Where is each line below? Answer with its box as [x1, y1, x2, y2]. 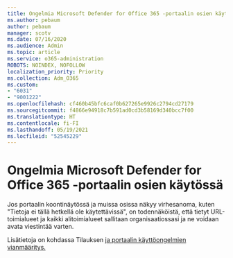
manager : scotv [7, 29, 51, 37]
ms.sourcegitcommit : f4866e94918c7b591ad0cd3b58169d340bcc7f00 [7, 107, 194, 114]
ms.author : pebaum [7, 17, 60, 24]
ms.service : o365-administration [7, 55, 104, 62]
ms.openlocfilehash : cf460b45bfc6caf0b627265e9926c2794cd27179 [7, 101, 194, 108]
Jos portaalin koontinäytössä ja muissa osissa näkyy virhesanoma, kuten [7, 200, 215, 209]
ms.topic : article [7, 49, 60, 56]
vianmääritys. [7, 243, 46, 252]
